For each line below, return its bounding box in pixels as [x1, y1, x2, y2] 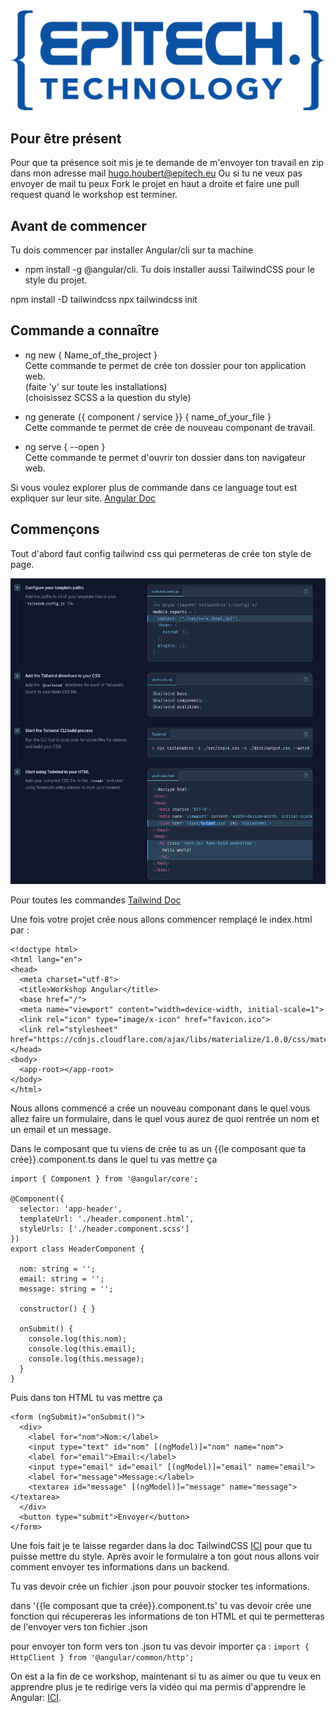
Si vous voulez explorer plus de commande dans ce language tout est [10, 481, 298, 493]
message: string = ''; [19, 1284, 114, 1294]
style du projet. [24, 274, 88, 286]
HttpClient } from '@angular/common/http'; [10, 1652, 195, 1663]
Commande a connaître [10, 322, 160, 339]
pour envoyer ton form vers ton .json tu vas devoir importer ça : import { [10, 1640, 310, 1652]
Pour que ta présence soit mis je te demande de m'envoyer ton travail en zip [10, 157, 325, 169]
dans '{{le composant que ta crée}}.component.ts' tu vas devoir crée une [10, 1599, 312, 1611]
